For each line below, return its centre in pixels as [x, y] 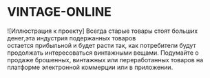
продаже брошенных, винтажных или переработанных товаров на [105, 60]
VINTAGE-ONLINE [60, 12]
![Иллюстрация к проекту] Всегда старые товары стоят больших [103, 31]
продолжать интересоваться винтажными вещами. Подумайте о [103, 53]
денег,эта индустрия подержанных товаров [72, 38]
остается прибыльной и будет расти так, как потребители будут [102, 45]
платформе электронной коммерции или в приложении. [90, 67]
